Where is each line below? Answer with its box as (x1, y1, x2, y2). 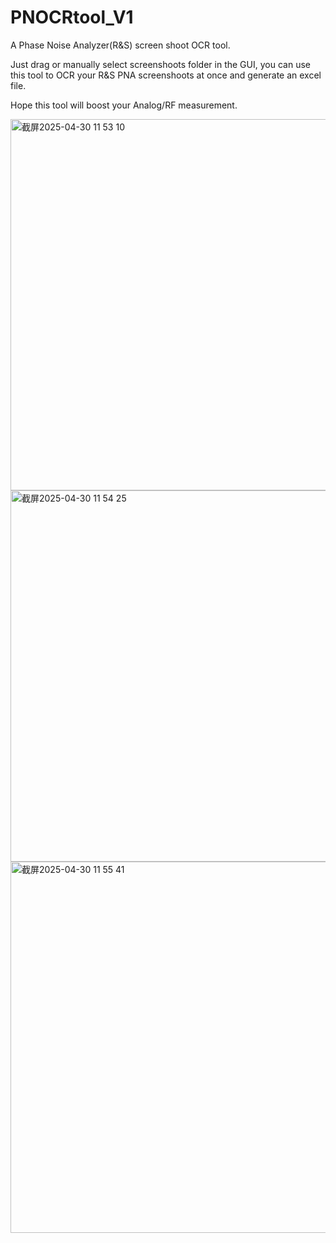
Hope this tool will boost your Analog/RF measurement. (10, 99, 238, 111)
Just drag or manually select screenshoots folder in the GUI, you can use (10, 58, 311, 70)
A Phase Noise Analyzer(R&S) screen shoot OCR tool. (10, 39, 231, 51)
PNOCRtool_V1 (10, 6, 134, 29)
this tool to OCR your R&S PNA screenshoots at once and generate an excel (10, 69, 322, 81)
